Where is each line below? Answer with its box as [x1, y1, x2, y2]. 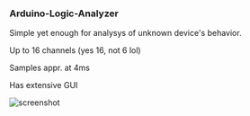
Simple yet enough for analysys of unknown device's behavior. [9, 28, 242, 39]
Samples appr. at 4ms [9, 62, 91, 74]
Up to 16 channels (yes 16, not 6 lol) [9, 45, 141, 56]
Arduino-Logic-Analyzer [9, 7, 119, 20]
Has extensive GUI [9, 80, 78, 91]
